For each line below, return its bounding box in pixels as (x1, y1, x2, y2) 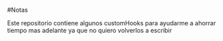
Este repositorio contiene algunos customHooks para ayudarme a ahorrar (7, 19, 216, 27)
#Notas (7, 6, 28, 14)
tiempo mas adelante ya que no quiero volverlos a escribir (7, 27, 173, 34)
